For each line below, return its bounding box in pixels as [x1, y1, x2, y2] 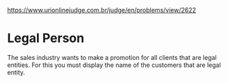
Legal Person [7, 31, 85, 46]
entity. [7, 68, 26, 76]
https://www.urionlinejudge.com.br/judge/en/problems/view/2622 [7, 6, 197, 14]
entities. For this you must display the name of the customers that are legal [7, 61, 221, 69]
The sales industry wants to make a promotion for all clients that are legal [7, 53, 217, 61]
